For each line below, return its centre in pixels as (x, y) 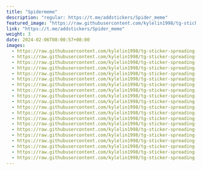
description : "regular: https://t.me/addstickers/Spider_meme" (87, 17)
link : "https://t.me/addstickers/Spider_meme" (66, 29)
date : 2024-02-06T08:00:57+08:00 (48, 40)
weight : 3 (19, 34)
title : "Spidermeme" (32, 12)
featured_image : (26, 23)
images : (16, 46)
